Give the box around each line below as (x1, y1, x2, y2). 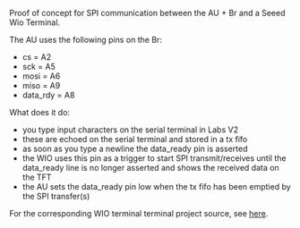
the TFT (21, 172, 52, 182)
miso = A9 (21, 80, 61, 90)
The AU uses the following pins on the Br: (9, 35, 163, 45)
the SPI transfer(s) (21, 191, 90, 201)
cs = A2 (21, 52, 52, 62)
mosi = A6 (21, 71, 61, 81)
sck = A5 (21, 62, 56, 72)
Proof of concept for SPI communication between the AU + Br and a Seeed (9, 8, 286, 18)
